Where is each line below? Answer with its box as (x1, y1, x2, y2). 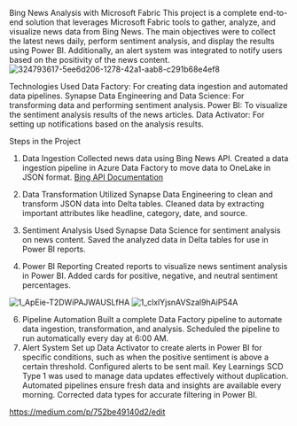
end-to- (258, 8, 288, 18)
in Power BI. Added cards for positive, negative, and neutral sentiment (21, 270, 278, 281)
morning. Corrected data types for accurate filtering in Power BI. (21, 390, 258, 399)
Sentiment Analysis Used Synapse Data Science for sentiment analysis (21, 225, 281, 236)
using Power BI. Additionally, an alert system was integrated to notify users (9, 45, 283, 56)
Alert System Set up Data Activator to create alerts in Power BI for (21, 343, 262, 352)
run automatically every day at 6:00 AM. (21, 333, 169, 344)
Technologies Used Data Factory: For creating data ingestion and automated (9, 81, 288, 91)
